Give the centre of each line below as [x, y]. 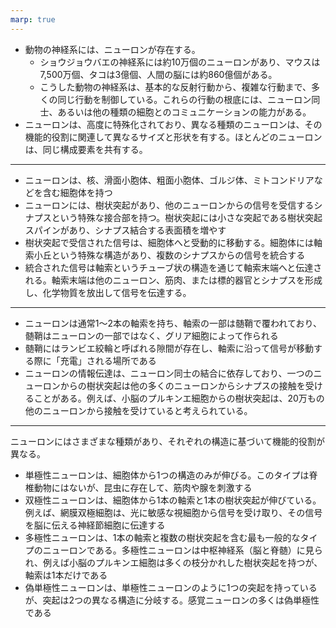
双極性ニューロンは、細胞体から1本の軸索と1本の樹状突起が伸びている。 [173, 500]
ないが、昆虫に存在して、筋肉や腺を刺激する [160, 487]
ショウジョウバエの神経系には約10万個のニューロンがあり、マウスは [180, 62]
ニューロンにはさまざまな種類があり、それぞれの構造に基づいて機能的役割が [168, 441]
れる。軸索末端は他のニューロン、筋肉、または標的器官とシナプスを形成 [173, 280]
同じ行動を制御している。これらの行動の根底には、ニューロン [184, 99]
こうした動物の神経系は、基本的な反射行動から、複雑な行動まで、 [175, 87]
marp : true [33, 19]
